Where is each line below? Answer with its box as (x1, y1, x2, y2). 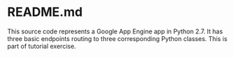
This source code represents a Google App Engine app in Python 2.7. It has (7, 27, 224, 35)
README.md (7, 4, 83, 20)
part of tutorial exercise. (7, 42, 77, 50)
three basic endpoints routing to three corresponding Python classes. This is (7, 34, 228, 42)
